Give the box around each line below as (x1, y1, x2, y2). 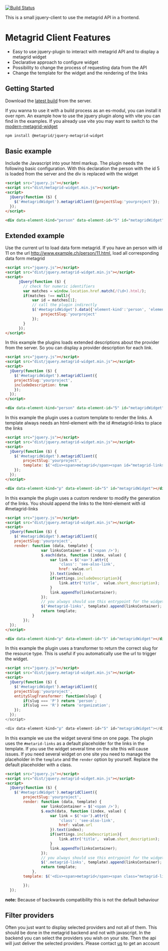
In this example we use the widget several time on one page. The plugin (5, 735, 153, 741)
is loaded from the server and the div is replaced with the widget (5, 171, 138, 177)
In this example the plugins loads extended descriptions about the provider (5, 339, 159, 345)
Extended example (5, 231, 65, 240)
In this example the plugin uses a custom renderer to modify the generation (5, 495, 160, 501)
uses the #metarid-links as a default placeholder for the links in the (5, 740, 145, 746)
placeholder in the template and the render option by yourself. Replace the (5, 756, 158, 762)
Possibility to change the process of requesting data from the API (12, 64, 147, 70)
